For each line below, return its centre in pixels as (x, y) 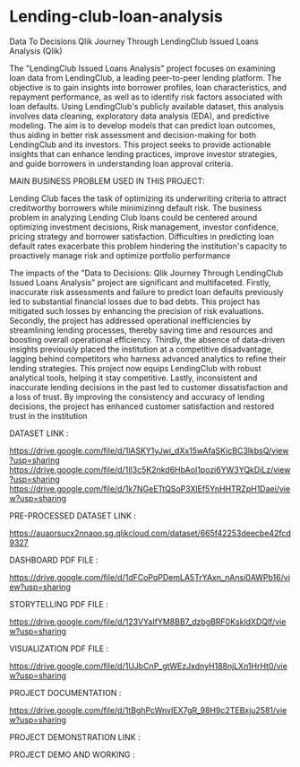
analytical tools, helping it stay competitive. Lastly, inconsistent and (133, 378)
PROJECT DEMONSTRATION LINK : (75, 736)
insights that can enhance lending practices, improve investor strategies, (143, 153)
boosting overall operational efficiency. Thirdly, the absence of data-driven (147, 339)
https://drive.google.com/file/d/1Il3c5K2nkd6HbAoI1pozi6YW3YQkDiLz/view (150, 469)
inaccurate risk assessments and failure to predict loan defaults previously (146, 292)
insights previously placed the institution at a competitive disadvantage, (141, 349)
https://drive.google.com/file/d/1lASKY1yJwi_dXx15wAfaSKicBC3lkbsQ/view (149, 450)
